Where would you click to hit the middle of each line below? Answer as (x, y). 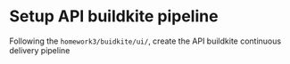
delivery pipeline (40, 50)
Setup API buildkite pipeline (114, 16)
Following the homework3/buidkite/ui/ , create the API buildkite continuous (145, 41)
